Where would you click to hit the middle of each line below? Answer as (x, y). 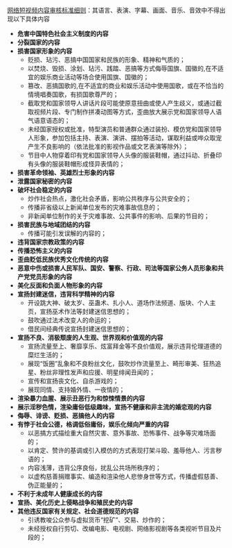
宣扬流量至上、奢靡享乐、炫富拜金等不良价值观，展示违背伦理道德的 (125, 346)
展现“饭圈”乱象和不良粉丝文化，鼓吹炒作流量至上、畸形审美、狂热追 (124, 364)
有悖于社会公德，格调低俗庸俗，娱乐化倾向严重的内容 (93, 424)
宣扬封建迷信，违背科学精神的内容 (66, 294)
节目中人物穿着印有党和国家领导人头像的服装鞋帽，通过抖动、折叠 (122, 155)
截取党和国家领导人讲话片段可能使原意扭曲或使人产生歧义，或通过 (122, 103)
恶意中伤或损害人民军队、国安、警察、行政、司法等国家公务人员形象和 (117, 268)
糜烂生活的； (46, 355)
